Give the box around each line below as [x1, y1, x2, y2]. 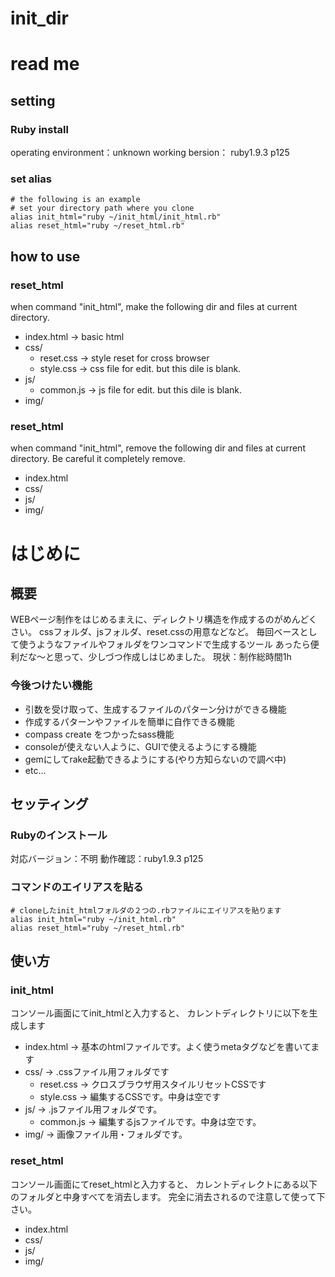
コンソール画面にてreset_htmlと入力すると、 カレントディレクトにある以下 [10, 1178, 318, 1190]
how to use [10, 248, 81, 265]
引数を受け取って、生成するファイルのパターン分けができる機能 [24, 703, 287, 715]
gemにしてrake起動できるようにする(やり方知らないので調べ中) [24, 753, 287, 765]
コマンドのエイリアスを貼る [10, 880, 144, 894]
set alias [10, 172, 52, 186]
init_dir [10, 7, 69, 30]
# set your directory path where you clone [10, 203, 195, 214]
